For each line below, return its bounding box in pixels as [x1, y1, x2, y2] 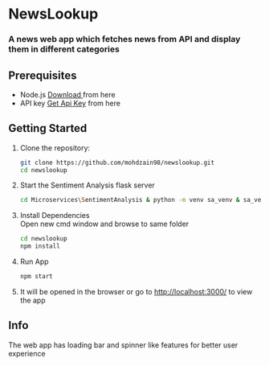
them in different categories [8, 43, 120, 55]
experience [8, 348, 46, 358]
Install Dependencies [19, 211, 90, 220]
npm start [19, 273, 54, 281]
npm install [19, 242, 60, 250]
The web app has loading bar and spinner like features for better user [8, 339, 238, 350]
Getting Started [8, 121, 88, 135]
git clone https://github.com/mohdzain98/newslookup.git [19, 158, 215, 167]
